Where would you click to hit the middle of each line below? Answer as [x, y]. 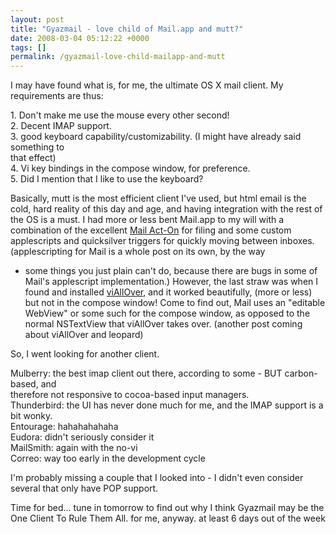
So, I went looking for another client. [85, 354]
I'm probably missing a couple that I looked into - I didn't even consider [157, 478]
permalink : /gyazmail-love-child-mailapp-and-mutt [118, 57]
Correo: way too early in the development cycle [108, 458]
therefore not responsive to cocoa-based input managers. [130, 395]
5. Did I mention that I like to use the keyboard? [107, 179]
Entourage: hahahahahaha [64, 427]
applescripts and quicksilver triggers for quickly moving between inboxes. [162, 241]
